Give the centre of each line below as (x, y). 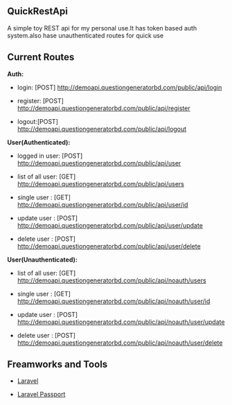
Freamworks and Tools (57, 364)
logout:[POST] (38, 121)
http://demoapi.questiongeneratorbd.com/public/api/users (101, 183)
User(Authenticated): (39, 142)
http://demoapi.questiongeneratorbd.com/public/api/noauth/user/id (114, 301)
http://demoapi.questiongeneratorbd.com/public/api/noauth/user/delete (120, 343)
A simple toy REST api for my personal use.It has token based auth (102, 28)
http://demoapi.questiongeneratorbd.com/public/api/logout (102, 129)
